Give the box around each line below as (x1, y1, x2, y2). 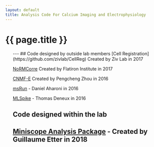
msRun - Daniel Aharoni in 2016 (12, 86, 79, 92)
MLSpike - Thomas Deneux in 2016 (12, 95, 86, 101)
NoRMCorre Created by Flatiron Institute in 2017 (12, 66, 113, 72)
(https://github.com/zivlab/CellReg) (12, 56, 87, 62)
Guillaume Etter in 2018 (12, 135, 88, 144)
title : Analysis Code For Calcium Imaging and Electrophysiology (5, 12, 146, 17)
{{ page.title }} (5, 34, 68, 46)
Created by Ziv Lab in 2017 (87, 56, 143, 62)
